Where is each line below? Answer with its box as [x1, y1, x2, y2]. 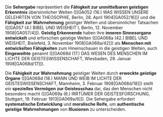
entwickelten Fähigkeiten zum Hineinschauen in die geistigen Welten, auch [5, 46, 157, 51]
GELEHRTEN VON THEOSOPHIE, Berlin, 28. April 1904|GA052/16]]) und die [5, 15, 156, 20]
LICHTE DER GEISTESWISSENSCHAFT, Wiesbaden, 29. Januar [5, 56, 131, 61]
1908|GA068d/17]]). [5, 61, 45, 67]
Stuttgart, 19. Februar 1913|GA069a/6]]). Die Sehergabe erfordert [5, 96, 135, 101]
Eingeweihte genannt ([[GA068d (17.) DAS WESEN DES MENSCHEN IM [5, 50, 147, 56]
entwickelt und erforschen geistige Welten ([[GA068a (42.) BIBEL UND [5, 35, 148, 41]
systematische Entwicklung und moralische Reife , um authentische [5, 101, 145, 107]
